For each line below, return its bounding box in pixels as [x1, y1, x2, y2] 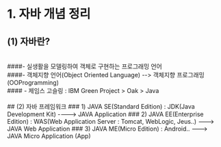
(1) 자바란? [7, 36, 50, 47]
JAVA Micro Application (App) [7, 132, 91, 140]
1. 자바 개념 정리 [7, 6, 91, 22]
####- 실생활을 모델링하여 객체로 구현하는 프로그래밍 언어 [7, 62, 162, 70]
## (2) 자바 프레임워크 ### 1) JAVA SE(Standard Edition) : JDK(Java [7, 103, 195, 110]
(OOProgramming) [7, 79, 60, 86]
